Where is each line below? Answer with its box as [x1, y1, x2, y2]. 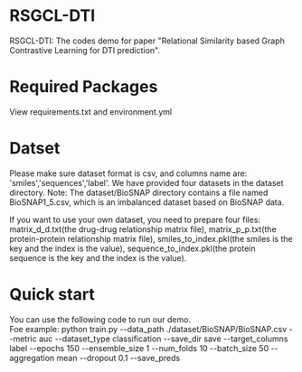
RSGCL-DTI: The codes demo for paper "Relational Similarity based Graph [9, 35, 285, 46]
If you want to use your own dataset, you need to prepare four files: [9, 214, 260, 225]
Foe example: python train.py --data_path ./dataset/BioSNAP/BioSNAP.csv [9, 323, 288, 334]
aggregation [9, 352, 55, 363]
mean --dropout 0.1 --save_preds [56, 352, 181, 363]
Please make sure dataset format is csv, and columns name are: [9, 168, 248, 179]
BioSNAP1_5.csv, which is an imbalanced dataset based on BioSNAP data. [9, 196, 285, 208]
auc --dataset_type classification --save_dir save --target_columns [39, 333, 288, 344]
